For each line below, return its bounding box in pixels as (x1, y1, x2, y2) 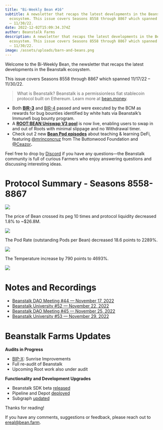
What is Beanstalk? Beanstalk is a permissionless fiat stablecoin (16, 90, 145, 96)
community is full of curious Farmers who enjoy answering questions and (5, 156, 152, 161)
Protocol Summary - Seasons (5, 178, 126, 189)
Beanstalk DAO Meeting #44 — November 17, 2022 (12, 298, 114, 304)
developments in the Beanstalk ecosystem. (5, 66, 91, 72)
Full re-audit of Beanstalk (12, 361, 63, 367)
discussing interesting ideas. (5, 161, 62, 167)
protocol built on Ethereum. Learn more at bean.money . (16, 95, 128, 101)
